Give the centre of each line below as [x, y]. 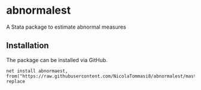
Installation [28, 46]
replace [16, 81]
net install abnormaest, [37, 71]
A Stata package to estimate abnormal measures [66, 27]
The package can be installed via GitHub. [57, 60]
